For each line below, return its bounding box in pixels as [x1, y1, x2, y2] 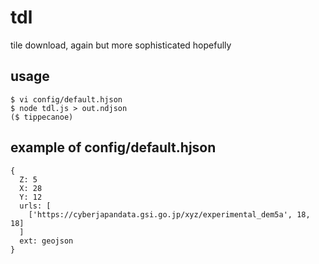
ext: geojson [19, 236, 74, 246]
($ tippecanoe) [10, 112, 74, 122]
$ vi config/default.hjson [10, 94, 123, 105]
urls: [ [19, 201, 52, 211]
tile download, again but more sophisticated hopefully [10, 39, 232, 51]
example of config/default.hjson [10, 139, 217, 156]
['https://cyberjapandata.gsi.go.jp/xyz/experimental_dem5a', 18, [28, 209, 311, 220]
